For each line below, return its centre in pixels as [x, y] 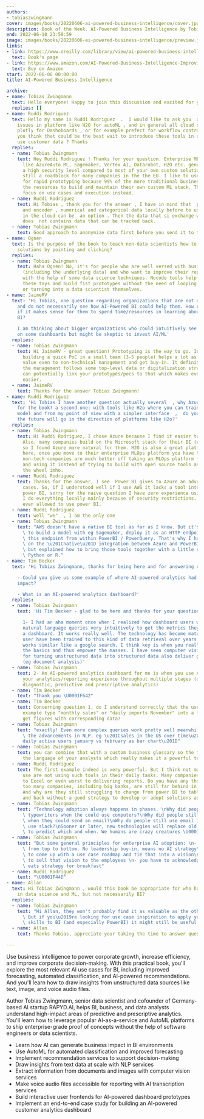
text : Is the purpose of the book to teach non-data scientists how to [104, 244]
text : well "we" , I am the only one [66, 516]
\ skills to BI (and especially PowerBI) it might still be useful [110, 923]
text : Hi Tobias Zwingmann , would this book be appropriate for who [101, 889]
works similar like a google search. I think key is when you [103, 645]
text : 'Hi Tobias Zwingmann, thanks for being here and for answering [103, 567]
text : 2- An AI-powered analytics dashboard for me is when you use [106, 673]
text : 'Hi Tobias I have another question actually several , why [99, 402]
